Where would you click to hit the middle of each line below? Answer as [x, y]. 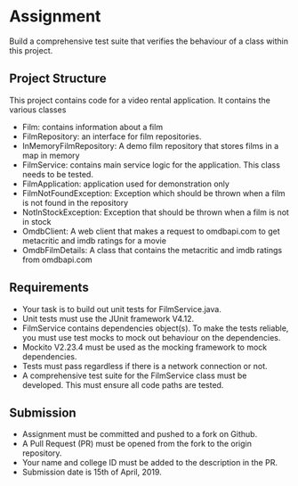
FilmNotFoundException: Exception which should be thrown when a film [154, 193]
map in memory [51, 155]
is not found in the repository [75, 202]
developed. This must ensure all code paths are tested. [123, 384]
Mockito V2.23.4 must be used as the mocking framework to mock [145, 347]
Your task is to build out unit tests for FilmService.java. [122, 309]
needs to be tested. [57, 174]
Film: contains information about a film [92, 127]
